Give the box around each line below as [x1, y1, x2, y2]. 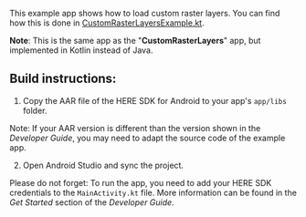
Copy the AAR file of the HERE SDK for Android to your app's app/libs [22, 95, 288, 106]
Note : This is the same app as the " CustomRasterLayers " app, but [9, 36, 261, 46]
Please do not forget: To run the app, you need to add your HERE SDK [9, 177, 272, 188]
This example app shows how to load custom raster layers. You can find [9, 8, 280, 18]
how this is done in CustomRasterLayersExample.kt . [9, 17, 205, 28]
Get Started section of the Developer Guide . [9, 196, 175, 208]
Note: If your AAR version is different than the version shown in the [9, 122, 261, 133]
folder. [22, 105, 47, 116]
